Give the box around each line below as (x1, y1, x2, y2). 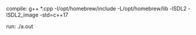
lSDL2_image (6, 11, 39, 18)
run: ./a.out (6, 23, 34, 30)
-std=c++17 (39, 11, 69, 18)
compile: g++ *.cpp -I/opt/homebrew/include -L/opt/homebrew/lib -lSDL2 (6, 5, 187, 12)
